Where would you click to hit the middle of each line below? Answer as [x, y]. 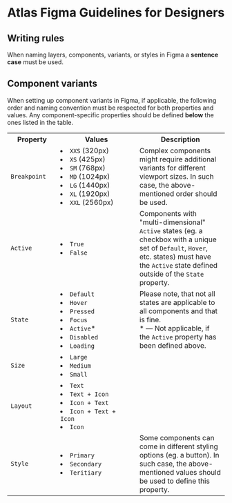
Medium [80, 366]
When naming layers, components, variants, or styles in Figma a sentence [113, 55]
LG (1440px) [90, 185]
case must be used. [36, 62]
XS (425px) [87, 159]
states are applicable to [177, 302]
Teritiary [86, 473]
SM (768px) [87, 168]
